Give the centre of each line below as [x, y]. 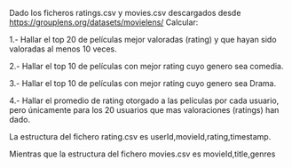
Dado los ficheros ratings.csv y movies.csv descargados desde [125, 13]
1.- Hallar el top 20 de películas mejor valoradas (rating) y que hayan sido [143, 40]
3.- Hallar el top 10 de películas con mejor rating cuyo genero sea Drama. [143, 83]
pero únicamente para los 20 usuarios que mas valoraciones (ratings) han [144, 110]
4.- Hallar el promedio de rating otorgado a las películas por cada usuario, [144, 100]
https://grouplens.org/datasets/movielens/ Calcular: [104, 22]
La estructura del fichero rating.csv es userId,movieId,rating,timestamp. [140, 136]
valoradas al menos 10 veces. [63, 49]
